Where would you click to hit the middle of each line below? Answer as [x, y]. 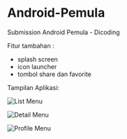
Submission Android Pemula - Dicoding [63, 32]
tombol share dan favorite [54, 74]
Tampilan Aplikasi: [33, 87]
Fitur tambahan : [31, 45]
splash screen [37, 59]
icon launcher [37, 66]
